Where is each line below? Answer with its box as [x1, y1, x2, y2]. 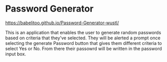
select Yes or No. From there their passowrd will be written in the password [5, 45, 162, 51]
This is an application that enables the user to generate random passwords [5, 29, 161, 35]
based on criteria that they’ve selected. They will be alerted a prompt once [5, 35, 161, 41]
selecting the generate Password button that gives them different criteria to [5, 40, 162, 46]
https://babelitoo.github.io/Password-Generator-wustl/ [5, 20, 119, 26]
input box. [5, 51, 26, 57]
